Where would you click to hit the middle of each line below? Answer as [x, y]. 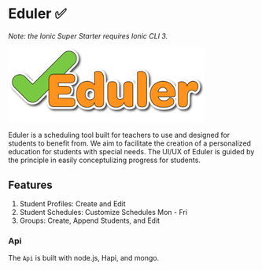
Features [30, 185]
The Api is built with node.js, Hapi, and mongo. [84, 258]
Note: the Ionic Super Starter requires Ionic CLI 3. [88, 35]
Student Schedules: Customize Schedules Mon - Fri [103, 213]
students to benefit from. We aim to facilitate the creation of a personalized [130, 143]
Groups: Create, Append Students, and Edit [89, 220]
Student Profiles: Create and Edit [72, 204]
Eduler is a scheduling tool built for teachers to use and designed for [119, 135]
